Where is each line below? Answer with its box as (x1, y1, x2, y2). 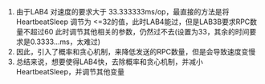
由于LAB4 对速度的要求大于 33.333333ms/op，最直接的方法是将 (15, 7, 230, 16)
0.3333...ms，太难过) (30, 37, 101, 46)
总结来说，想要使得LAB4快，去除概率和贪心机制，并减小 (15, 57, 203, 66)
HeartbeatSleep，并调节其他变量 (15, 67, 125, 76)
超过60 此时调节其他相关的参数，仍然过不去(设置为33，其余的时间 (30, 27, 250, 36)
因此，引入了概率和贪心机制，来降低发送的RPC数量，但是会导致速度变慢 (15, 47, 255, 56)
